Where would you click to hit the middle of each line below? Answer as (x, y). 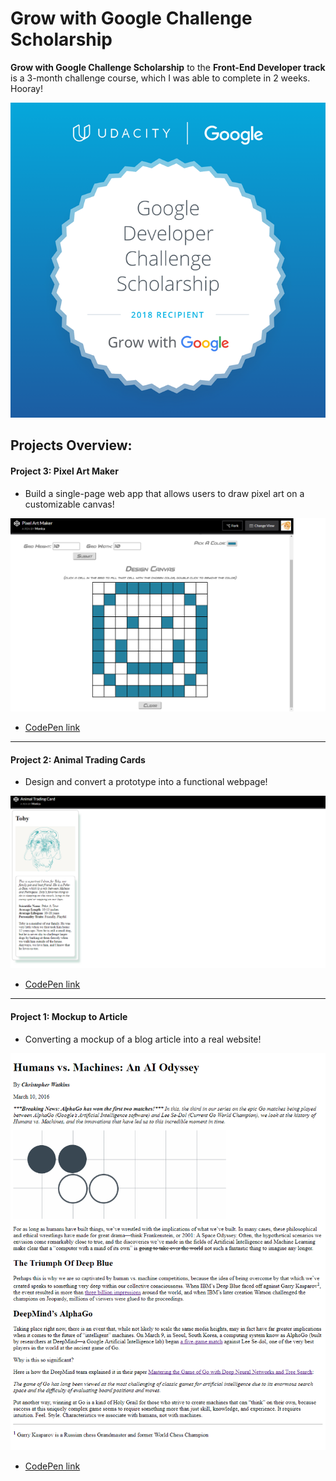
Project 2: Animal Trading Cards (78, 759)
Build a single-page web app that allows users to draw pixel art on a (164, 493)
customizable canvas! (69, 504)
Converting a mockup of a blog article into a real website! (143, 1039)
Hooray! (27, 88)
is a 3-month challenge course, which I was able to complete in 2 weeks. (160, 78)
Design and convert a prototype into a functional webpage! (146, 782)
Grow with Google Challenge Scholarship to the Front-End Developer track (168, 67)
